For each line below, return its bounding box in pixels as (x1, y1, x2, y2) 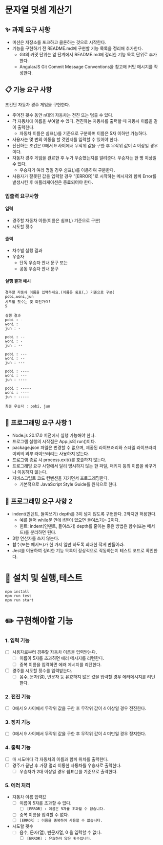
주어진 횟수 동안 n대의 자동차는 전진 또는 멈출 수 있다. (12, 112, 114, 118)
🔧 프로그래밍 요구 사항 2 (5, 497, 73, 505)
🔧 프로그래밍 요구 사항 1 (5, 419, 72, 427)
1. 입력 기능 (5, 637, 30, 644)
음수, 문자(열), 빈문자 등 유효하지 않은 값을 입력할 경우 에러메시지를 (19, 673, 146, 680)
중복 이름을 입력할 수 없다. (19, 812, 69, 818)
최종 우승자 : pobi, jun (5, 404, 50, 409)
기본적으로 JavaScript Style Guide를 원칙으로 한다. (19, 481, 118, 487)
